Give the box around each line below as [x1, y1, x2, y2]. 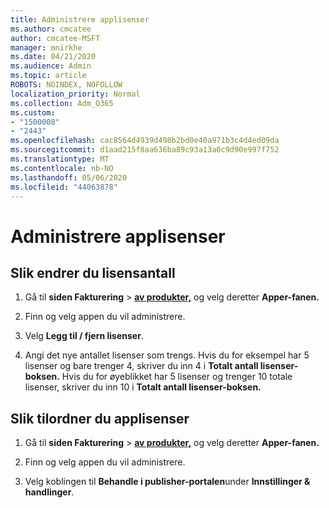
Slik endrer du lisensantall [10, 264, 176, 281]
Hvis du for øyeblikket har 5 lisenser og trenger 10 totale [61, 371, 293, 383]
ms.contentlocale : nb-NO [10, 163, 114, 173]
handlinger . [24, 486, 75, 498]
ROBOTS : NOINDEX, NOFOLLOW [10, 80, 123, 90]
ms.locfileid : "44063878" [10, 182, 118, 192]
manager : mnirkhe [10, 42, 83, 53]
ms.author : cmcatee [10, 24, 92, 34]
